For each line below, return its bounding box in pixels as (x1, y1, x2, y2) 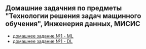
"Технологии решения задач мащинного (5, 12, 141, 20)
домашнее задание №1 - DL (12, 38, 73, 44)
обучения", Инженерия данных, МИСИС (5, 19, 140, 28)
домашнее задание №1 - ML (12, 32, 74, 39)
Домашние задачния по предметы (5, 4, 122, 12)
